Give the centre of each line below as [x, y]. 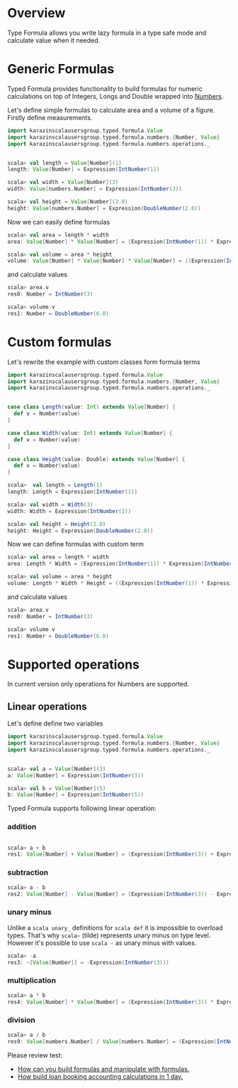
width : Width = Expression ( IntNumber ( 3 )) [69, 511]
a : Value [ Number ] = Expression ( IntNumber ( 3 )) [75, 775]
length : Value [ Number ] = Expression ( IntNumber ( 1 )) [84, 169]
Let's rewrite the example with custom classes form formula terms [104, 362]
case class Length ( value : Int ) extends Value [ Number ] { [91, 407]
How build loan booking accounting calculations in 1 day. [100, 1076]
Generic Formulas [61, 69]
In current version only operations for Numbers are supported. [98, 684]
